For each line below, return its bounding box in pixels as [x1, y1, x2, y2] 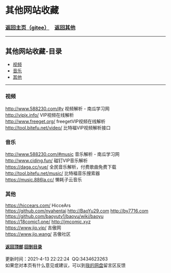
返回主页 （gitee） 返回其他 [5, 24, 76, 31]
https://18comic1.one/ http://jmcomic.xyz [5, 219, 91, 225]
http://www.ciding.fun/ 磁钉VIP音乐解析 [5, 157, 88, 163]
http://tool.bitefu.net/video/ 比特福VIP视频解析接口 [5, 124, 111, 130]
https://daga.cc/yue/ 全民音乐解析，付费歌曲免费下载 [5, 163, 117, 170]
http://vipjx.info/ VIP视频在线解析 [5, 112, 74, 118]
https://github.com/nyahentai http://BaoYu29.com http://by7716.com [5, 208, 149, 214]
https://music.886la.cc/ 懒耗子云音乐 [5, 176, 82, 182]
